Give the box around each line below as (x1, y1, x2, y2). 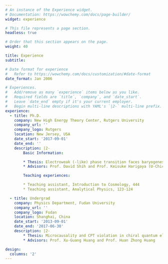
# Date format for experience (5, 67, 68, 72)
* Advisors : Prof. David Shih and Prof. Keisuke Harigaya (23, 164, 146, 169)
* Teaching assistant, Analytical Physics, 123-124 (23, 187, 133, 192)
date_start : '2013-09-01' (14, 219, 68, 224)
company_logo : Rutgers (14, 127, 61, 132)
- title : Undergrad (9, 196, 50, 201)
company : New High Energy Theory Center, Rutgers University (14, 118, 144, 123)
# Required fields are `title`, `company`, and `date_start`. (5, 95, 142, 100)
